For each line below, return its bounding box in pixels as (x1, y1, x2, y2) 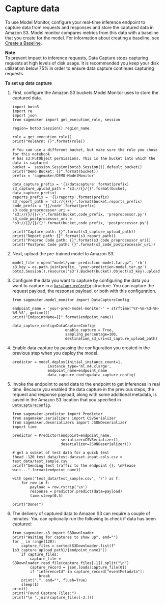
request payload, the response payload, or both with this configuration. (12, 288, 156, 294)
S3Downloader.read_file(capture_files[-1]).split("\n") (12, 560, 129, 566)
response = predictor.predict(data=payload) (30, 489, 123, 494)
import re (12, 109, 33, 114)
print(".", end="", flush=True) (21, 577, 87, 583)
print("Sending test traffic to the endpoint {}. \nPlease (12, 463, 136, 468)
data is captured (12, 160, 48, 165)
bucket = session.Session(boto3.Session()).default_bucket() (12, 164, 142, 170)
